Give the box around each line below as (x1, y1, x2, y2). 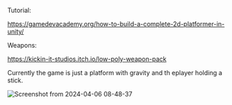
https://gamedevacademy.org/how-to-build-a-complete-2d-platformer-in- (7, 20, 225, 28)
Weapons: (7, 41, 37, 49)
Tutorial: (7, 6, 32, 14)
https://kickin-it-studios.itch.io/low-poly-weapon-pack (7, 55, 167, 63)
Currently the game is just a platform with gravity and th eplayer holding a (7, 69, 223, 77)
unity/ (7, 28, 24, 35)
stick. (7, 76, 23, 84)
